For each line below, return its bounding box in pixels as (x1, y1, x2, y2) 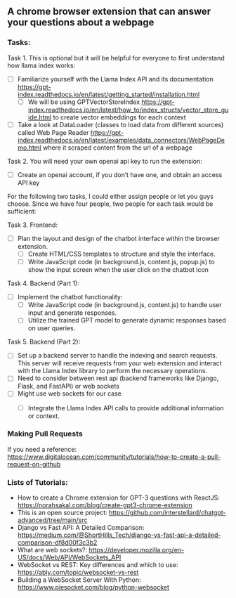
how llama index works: (7, 61, 76, 70)
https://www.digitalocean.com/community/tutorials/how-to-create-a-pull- (7, 453, 221, 461)
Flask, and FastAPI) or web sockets (17, 382, 119, 391)
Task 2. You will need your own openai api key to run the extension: (7, 157, 202, 165)
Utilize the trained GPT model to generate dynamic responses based (27, 316, 226, 325)
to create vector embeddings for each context (53, 112, 186, 122)
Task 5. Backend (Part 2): (7, 337, 81, 346)
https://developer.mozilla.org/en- (88, 546, 185, 554)
